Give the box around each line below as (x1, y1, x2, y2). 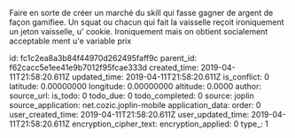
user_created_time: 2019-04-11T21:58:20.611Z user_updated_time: (9, 110, 250, 119)
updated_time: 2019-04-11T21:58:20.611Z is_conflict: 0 (72, 72, 270, 82)
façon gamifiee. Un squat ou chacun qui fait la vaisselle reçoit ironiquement (9, 17, 285, 27)
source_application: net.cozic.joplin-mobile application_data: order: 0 (9, 100, 261, 110)
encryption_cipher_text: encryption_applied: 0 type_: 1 (72, 119, 268, 129)
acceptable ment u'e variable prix (9, 35, 132, 46)
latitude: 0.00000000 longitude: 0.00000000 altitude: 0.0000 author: (9, 81, 261, 91)
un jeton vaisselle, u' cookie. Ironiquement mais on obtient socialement (9, 27, 268, 36)
